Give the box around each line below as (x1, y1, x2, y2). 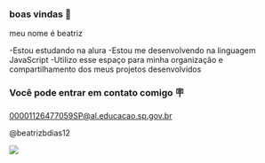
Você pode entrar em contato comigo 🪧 (9, 87, 185, 99)
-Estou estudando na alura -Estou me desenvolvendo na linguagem (9, 45, 256, 56)
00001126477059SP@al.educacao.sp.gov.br (9, 110, 173, 120)
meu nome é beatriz (9, 28, 83, 39)
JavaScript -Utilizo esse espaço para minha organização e (9, 55, 224, 66)
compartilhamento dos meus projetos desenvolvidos (9, 64, 202, 74)
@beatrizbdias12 (9, 128, 71, 138)
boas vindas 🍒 (9, 8, 72, 20)
